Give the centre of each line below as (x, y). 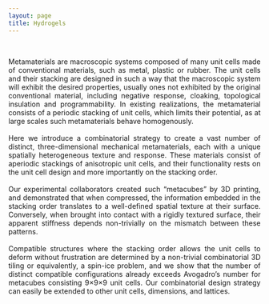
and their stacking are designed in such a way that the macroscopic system (134, 78)
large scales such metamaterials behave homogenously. (101, 121)
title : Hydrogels (37, 23)
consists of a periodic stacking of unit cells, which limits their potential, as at (134, 112)
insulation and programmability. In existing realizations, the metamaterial (134, 104)
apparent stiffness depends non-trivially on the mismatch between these (134, 223)
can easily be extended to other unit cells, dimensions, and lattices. (119, 291)
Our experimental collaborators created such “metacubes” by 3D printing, (134, 189)
